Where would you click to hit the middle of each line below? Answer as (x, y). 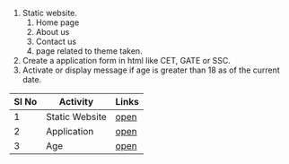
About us (53, 32)
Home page (57, 22)
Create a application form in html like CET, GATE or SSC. (127, 60)
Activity (76, 102)
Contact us (56, 41)
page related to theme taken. (89, 51)
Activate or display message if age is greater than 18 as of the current (151, 70)
